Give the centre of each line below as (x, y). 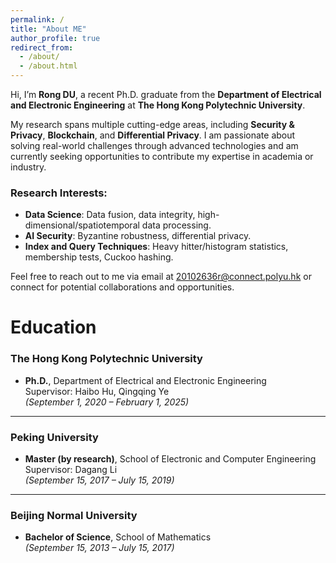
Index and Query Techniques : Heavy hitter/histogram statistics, (156, 247)
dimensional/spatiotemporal (82, 225)
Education (53, 327)
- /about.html (48, 66)
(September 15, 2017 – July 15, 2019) (99, 480)
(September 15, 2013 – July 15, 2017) (99, 548)
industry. (28, 167)
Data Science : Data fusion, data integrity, (110, 215)
